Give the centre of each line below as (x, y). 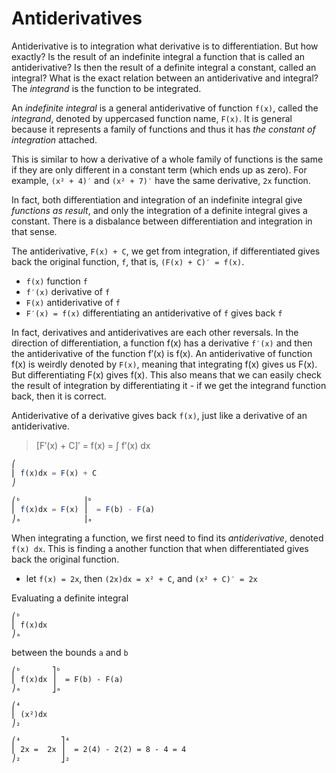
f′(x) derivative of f (68, 291)
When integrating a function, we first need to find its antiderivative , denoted (167, 538)
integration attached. (54, 139)
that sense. (34, 231)
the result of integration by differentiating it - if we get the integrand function (169, 385)
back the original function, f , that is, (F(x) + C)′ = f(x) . (128, 261)
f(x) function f (56, 281)
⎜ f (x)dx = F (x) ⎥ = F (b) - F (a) (83, 510)
